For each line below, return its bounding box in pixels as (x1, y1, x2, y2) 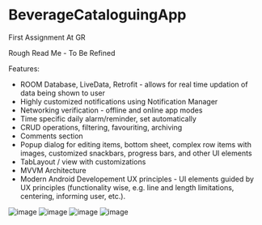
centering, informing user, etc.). (19, 191, 126, 201)
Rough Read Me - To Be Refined (8, 48, 116, 57)
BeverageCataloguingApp (8, 6, 187, 24)
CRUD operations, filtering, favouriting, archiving (19, 122, 183, 132)
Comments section (19, 131, 83, 141)
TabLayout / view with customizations (19, 156, 146, 167)
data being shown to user (19, 87, 105, 98)
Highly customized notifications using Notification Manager (19, 96, 218, 106)
